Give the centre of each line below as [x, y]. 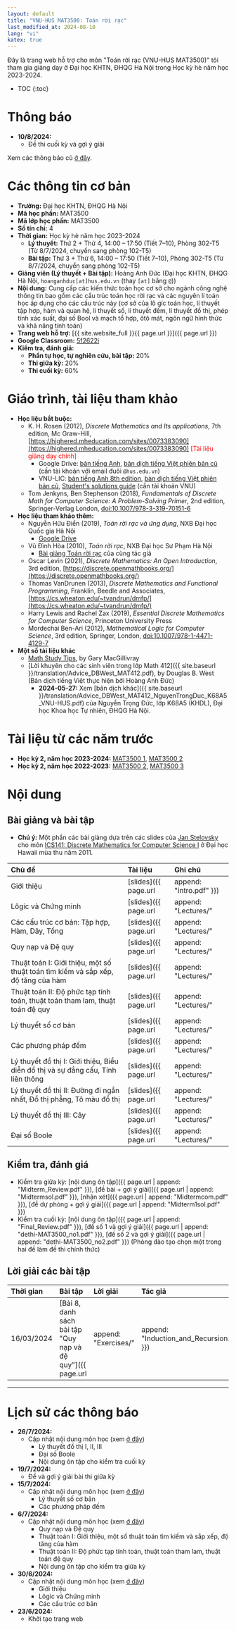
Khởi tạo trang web [55, 1619]
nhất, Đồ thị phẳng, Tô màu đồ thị [66, 1099]
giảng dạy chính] [52, 456]
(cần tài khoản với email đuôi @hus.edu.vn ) [99, 471]
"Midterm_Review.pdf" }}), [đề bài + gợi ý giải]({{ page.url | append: [116, 1189]
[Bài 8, [70, 1303]
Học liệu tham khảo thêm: [55, 516]
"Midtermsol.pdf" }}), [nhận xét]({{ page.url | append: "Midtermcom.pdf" [123, 1197]
